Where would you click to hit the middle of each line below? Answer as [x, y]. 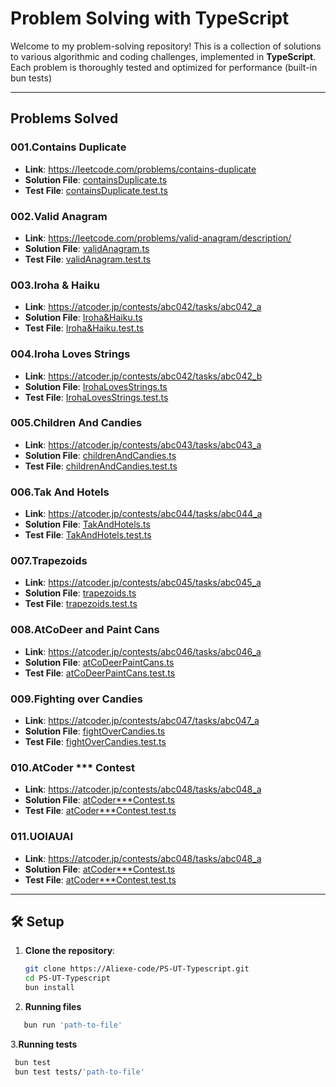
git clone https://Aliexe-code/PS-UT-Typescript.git [137, 969]
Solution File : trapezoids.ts [80, 593]
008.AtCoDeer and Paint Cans [85, 630]
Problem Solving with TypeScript [150, 18]
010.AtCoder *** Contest [72, 767]
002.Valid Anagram [59, 216]
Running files [53, 1007]
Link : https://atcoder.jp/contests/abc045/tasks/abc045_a [143, 583]
